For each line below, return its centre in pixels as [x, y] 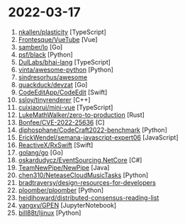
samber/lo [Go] [40, 47]
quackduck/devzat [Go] [53, 84]
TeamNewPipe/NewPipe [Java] [64, 167]
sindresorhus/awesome [53, 77]
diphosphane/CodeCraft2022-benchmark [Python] [92, 130]
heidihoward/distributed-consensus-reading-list [89, 197]
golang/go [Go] [40, 152]
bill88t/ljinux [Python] [50, 213]
